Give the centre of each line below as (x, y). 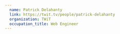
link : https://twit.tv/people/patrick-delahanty (62, 14)
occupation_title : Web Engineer (44, 24)
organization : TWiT (30, 19)
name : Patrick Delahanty (36, 10)
